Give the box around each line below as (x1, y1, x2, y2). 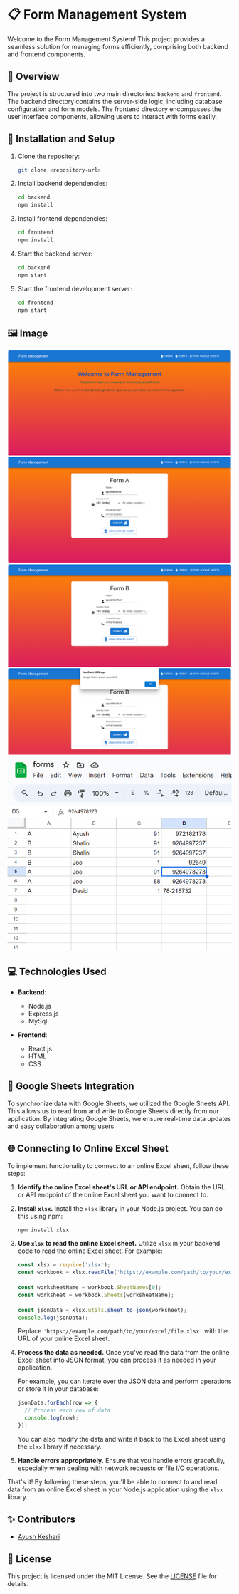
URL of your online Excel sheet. (17, 1334, 110, 1343)
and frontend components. (7, 50, 86, 58)
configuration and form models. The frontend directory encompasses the (7, 105, 222, 113)
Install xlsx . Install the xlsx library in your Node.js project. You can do (17, 1204, 223, 1212)
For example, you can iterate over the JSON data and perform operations (17, 1377, 233, 1386)
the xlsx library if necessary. (17, 1442, 102, 1451)
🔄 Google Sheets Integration (7, 1080, 134, 1093)
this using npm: (17, 1212, 63, 1220)
